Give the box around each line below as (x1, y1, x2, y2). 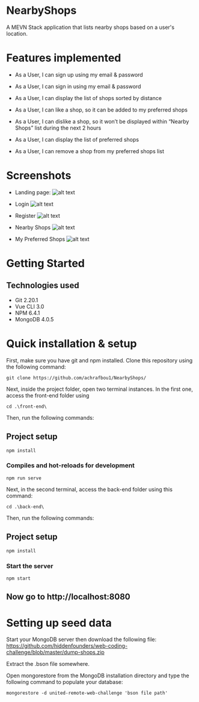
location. (6, 30, 28, 37)
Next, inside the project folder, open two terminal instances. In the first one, (6, 385, 194, 393)
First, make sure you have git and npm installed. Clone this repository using (6, 356, 193, 364)
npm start (6, 575, 31, 581)
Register (14, 212, 36, 219)
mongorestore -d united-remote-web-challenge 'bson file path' (6, 690, 168, 697)
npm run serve (6, 475, 42, 481)
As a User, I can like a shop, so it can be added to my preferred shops (14, 106, 188, 113)
